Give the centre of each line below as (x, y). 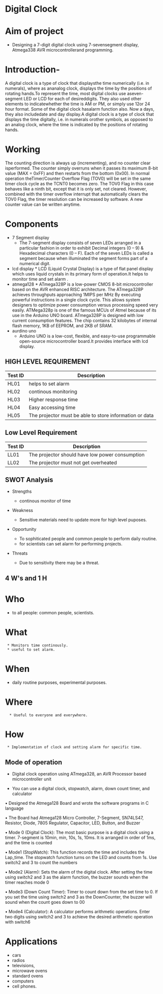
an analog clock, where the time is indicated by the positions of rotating (76, 125)
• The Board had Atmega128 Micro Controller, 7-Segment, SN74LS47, (74, 818)
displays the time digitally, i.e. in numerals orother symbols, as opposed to (79, 119)
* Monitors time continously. (38, 645)
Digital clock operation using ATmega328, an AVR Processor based (79, 774)
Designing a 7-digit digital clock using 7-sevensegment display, (75, 45)
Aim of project (34, 31)
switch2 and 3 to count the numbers (41, 863)
